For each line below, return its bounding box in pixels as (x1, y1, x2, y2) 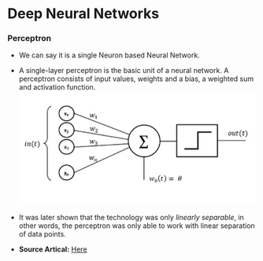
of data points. (18, 230, 66, 239)
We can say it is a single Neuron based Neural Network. (18, 50, 200, 60)
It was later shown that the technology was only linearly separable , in (18, 213, 245, 222)
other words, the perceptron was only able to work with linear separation (18, 221, 255, 230)
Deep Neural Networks (7, 5, 159, 23)
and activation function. (18, 83, 96, 92)
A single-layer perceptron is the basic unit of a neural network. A (18, 66, 229, 75)
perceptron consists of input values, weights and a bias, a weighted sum (18, 74, 254, 83)
